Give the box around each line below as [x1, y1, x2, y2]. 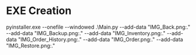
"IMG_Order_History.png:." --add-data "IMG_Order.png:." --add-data [18, 36, 183, 43]
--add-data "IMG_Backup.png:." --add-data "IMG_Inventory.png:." [6, 29, 166, 36]
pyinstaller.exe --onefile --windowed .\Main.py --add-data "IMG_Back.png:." [6, 23, 191, 30]
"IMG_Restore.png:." [6, 42, 56, 49]
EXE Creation [6, 4, 72, 18]
